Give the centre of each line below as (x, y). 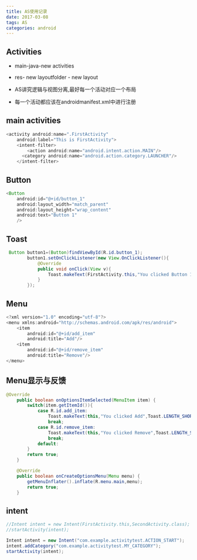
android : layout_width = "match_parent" (63, 204)
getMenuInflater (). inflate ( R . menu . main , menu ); (85, 482)
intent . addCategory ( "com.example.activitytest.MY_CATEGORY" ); (84, 546)
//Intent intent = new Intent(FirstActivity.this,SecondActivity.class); (98, 524)
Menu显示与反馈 (36, 380)
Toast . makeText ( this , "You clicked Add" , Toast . (106, 417)
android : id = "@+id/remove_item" (65, 350)
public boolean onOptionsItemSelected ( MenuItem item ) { (86, 400)
